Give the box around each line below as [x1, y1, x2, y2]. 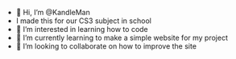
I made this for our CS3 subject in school [15, 16, 151, 26]
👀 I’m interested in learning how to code [15, 25, 149, 33]
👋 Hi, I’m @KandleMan [15, 8, 90, 17]
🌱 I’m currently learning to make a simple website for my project [15, 33, 228, 42]
